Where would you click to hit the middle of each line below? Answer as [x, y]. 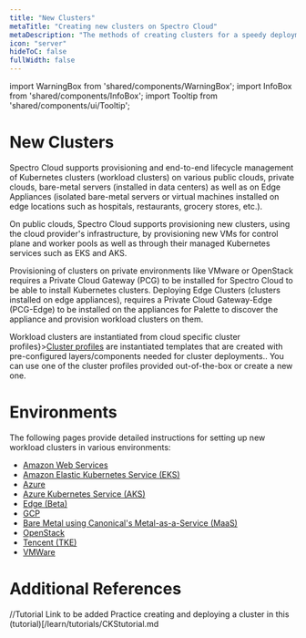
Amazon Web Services [65, 465]
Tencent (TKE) [50, 542]
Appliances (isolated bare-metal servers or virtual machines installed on [144, 196]
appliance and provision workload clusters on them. [107, 319]
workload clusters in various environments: [90, 447]
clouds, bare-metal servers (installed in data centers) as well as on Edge [145, 187]
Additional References [96, 589]
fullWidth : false [42, 60]
